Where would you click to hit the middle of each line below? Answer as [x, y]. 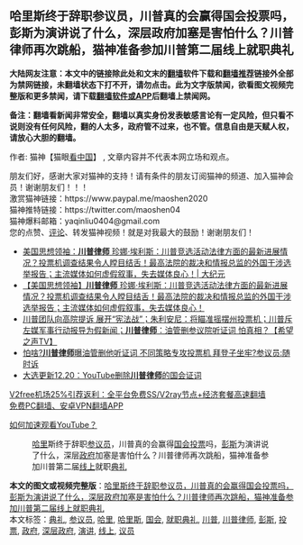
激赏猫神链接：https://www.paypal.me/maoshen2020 [109, 198]
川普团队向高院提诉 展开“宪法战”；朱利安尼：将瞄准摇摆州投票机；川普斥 [157, 319]
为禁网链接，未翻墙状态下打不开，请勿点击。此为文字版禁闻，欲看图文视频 [147, 85]
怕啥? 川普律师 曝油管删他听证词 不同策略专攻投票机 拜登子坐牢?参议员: [152, 352]
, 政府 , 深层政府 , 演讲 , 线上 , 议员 [76, 531]
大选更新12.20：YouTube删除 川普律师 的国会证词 [112, 375]
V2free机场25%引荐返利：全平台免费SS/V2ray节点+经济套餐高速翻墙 [138, 394]
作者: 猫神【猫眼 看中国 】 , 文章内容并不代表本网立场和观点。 [122, 157]
